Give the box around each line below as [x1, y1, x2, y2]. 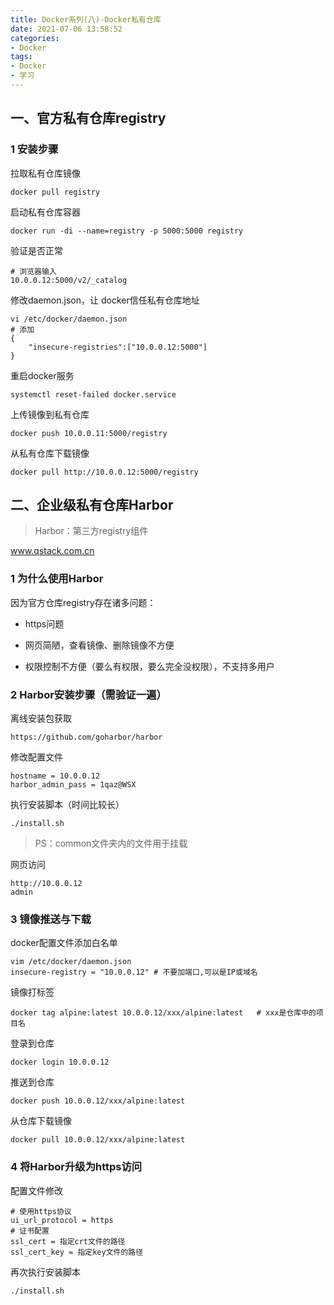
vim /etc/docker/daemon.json [10, 957, 132, 967]
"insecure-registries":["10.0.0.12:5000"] [28, 342, 208, 352]
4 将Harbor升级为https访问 [10, 1160, 143, 1174]
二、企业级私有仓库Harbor [10, 496, 174, 513]
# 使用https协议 [10, 1206, 72, 1216]
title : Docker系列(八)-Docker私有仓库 [10, 14, 162, 25]
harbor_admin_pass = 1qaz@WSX [10, 779, 137, 790]
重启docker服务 [10, 369, 75, 381]
